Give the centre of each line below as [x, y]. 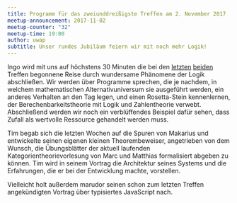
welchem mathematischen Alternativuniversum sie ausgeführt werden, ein [116, 89]
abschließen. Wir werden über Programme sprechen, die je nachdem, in [112, 82]
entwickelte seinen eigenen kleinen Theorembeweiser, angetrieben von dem [118, 141]
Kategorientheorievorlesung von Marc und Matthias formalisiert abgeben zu [118, 156]
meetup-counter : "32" [39, 27]
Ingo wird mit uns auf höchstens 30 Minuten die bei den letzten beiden [110, 67]
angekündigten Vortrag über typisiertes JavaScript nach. [90, 192]
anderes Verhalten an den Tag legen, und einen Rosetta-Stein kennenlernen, [119, 97]
